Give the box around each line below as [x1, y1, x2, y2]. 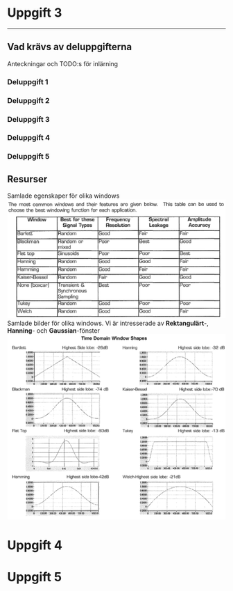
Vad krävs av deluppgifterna [7, 41, 132, 53]
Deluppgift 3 [7, 114, 50, 124]
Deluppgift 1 [7, 77, 49, 86]
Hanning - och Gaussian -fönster [7, 326, 101, 335]
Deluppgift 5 [7, 152, 50, 161]
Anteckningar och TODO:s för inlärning [7, 59, 119, 68]
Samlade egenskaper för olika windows [7, 191, 120, 200]
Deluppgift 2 [7, 95, 50, 105]
